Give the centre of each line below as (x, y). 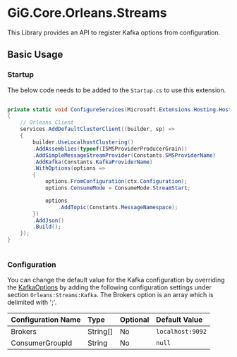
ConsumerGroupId (42, 343)
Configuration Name (46, 320)
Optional (134, 320)
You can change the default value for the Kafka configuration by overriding (116, 280)
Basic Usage (35, 55)
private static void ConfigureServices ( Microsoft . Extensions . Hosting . (113, 109)
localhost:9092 (181, 332)
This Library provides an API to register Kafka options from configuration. (114, 32)
